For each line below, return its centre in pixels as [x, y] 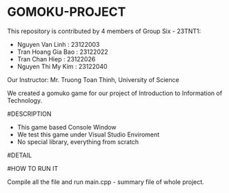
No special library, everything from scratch [78, 141]
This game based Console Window [67, 127]
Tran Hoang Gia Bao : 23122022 [62, 52]
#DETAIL [20, 155]
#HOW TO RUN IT [33, 168]
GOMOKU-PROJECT [67, 12]
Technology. [25, 100]
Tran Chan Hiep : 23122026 [56, 59]
